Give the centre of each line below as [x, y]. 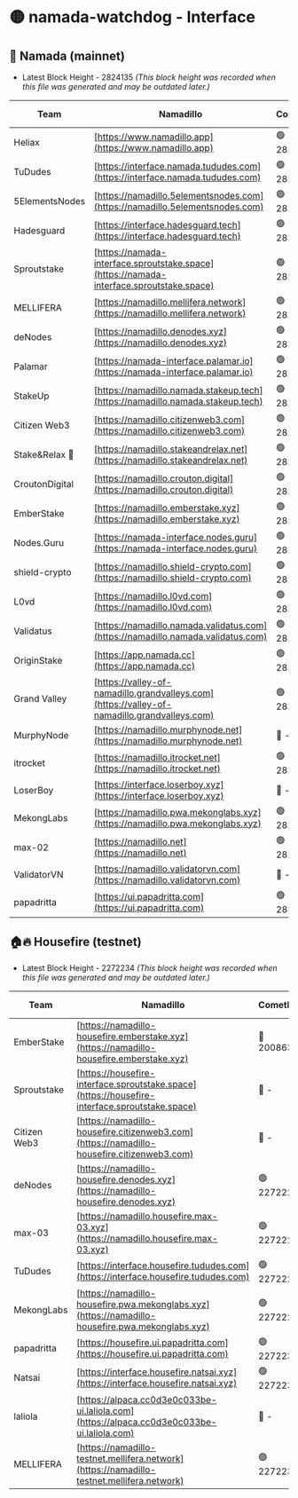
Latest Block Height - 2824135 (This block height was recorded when [149, 77]
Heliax [27, 142]
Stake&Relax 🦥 [44, 454]
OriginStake [38, 660]
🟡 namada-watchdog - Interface [132, 17]
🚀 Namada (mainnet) [67, 55]
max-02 [31, 847]
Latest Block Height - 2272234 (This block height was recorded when [149, 967]
